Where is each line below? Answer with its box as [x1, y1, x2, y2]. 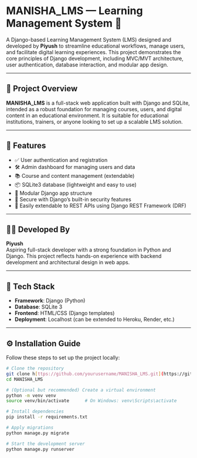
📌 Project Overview [6, 84, 78, 94]
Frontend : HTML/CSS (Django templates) [14, 310, 115, 317]
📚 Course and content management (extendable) [14, 172, 135, 179]
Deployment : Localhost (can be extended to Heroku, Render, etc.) [14, 316, 175, 323]
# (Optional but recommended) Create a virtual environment [6, 387, 157, 393]
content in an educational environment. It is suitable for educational [6, 112, 169, 119]
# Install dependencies [6, 409, 64, 414]
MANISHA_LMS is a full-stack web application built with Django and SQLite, [6, 99, 191, 107]
